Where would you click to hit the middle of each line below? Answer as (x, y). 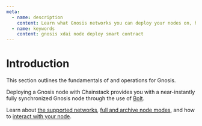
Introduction (38, 64)
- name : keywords (33, 28)
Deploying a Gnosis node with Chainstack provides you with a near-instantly (101, 92)
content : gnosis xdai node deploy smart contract (81, 34)
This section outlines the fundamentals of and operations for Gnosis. (91, 80)
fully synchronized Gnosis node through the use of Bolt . (75, 98)
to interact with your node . (39, 116)
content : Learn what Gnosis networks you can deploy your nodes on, (105, 23)
